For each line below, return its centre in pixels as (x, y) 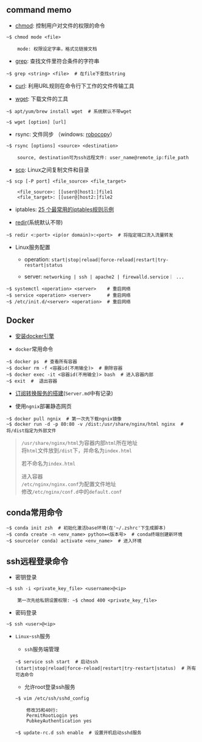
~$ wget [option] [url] (37, 122)
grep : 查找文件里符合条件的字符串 (57, 61)
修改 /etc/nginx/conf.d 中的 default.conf (71, 491)
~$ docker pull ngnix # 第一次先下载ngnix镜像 (64, 419)
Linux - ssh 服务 (33, 636)
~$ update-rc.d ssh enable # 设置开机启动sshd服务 (78, 733)
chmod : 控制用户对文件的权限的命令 (60, 25)
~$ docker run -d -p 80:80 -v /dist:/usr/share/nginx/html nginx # (95, 424)
